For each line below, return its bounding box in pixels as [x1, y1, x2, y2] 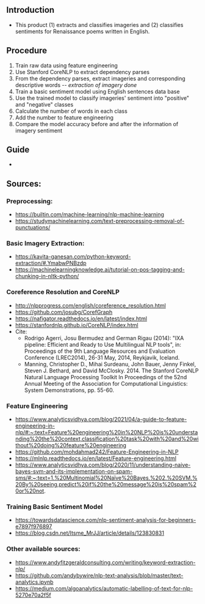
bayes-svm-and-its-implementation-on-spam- [15, 468, 133, 475]
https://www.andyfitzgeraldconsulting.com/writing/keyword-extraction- [15, 559, 196, 566]
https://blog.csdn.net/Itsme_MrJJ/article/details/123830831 [15, 529, 165, 537]
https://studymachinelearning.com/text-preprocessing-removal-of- [15, 217, 185, 225]
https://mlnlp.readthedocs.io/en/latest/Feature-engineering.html [15, 455, 177, 462]
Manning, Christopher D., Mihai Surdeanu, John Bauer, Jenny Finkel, [24, 360, 196, 368]
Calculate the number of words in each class [15, 107, 128, 115]
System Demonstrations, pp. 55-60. [24, 386, 115, 394]
